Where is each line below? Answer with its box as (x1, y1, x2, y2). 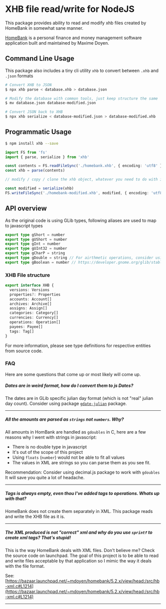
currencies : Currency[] (9, 315, 58, 320)
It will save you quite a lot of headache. (5, 474, 85, 480)
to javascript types (5, 222, 43, 228)
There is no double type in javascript (12, 443, 87, 449)
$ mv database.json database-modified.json (5, 101, 96, 106)
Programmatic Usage (5, 128, 72, 136)
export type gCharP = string (5, 251, 65, 256)
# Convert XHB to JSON (5, 82, 52, 87)
